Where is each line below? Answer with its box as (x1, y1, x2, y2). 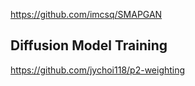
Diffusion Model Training (10, 37, 168, 54)
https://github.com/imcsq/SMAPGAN (10, 9, 163, 20)
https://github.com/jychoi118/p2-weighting (10, 64, 186, 76)
